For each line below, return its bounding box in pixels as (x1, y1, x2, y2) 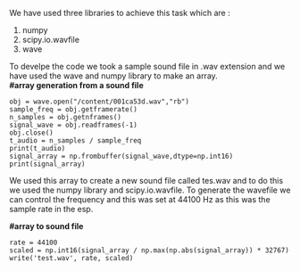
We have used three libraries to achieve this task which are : (9, 8, 230, 18)
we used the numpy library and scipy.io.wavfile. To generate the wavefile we (9, 185, 291, 195)
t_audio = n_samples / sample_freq (9, 136, 142, 145)
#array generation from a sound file (9, 80, 145, 90)
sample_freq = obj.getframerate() (9, 105, 138, 114)
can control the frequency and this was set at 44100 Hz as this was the (9, 194, 271, 204)
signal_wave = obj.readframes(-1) (9, 120, 138, 129)
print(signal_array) (9, 160, 87, 168)
